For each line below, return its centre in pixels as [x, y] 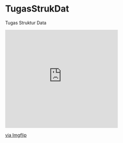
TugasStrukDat [37, 9]
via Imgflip [16, 135]
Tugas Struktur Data [26, 23]
